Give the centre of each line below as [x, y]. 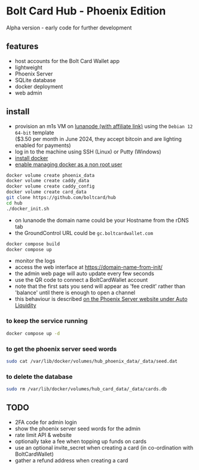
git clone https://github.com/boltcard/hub [61, 198]
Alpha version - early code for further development [69, 28]
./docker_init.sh [28, 209]
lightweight [29, 67]
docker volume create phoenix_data [50, 175]
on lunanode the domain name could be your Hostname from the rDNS [102, 220]
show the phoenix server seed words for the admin [78, 428]
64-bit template [34, 132]
